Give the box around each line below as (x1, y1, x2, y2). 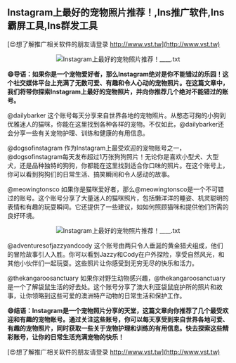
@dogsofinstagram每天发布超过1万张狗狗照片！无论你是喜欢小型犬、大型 (7, 152, 219, 160)
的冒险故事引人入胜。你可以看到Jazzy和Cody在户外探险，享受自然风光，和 (7, 250, 225, 258)
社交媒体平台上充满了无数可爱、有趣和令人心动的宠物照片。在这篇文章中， (13, 78, 229, 87)
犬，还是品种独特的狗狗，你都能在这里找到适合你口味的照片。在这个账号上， (7, 161, 229, 170)
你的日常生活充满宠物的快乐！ (37, 333, 124, 341)
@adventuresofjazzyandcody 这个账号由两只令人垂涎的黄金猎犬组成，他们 (7, 241, 223, 250)
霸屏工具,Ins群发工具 (7, 20, 98, 32)
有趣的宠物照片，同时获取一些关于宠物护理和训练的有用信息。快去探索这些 (7, 324, 223, 332)
